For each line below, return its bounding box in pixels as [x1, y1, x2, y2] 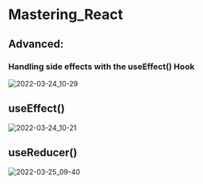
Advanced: [8, 37, 64, 51]
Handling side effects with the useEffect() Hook [8, 61, 195, 72]
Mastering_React [8, 6, 124, 24]
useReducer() [8, 146, 78, 159]
